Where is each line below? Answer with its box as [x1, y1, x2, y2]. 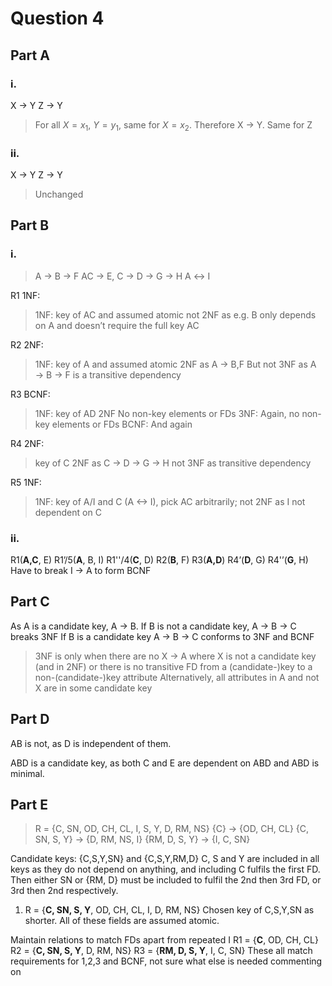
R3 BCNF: [10, 388, 51, 400]
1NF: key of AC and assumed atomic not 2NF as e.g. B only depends [34, 308, 317, 321]
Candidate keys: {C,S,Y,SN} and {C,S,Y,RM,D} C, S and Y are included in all [10, 853, 320, 865]
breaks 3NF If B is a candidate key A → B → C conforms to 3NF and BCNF [10, 630, 315, 642]
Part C [10, 593, 50, 611]
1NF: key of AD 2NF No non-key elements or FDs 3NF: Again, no [34, 407, 300, 419]
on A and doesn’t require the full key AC [34, 319, 200, 331]
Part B [10, 217, 50, 234]
